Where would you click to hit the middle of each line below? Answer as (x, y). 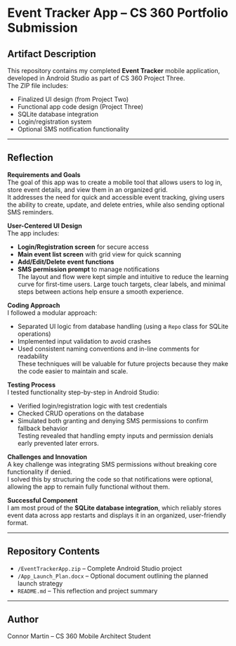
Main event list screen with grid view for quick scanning (99, 254)
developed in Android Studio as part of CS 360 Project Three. (96, 78)
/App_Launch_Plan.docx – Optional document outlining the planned (113, 576)
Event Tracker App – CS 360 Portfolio (118, 13)
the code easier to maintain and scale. (73, 371)
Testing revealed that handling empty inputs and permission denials (115, 435)
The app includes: (33, 233)
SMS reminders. (31, 212)
